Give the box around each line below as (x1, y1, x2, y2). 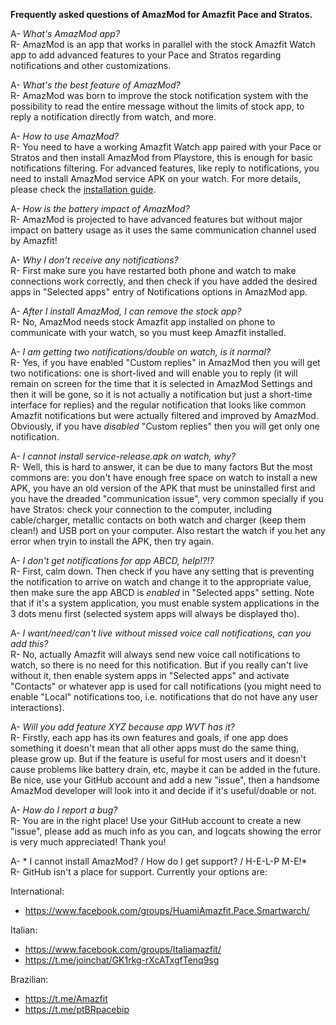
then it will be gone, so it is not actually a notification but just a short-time (10, 389, 313, 400)
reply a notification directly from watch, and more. (10, 111, 217, 123)
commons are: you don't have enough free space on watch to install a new (10, 472, 318, 483)
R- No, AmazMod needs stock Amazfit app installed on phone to (10, 316, 276, 328)
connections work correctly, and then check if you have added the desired (10, 275, 318, 287)
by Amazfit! (10, 235, 58, 246)
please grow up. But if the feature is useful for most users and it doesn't (10, 753, 307, 764)
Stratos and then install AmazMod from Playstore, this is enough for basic (10, 152, 314, 163)
